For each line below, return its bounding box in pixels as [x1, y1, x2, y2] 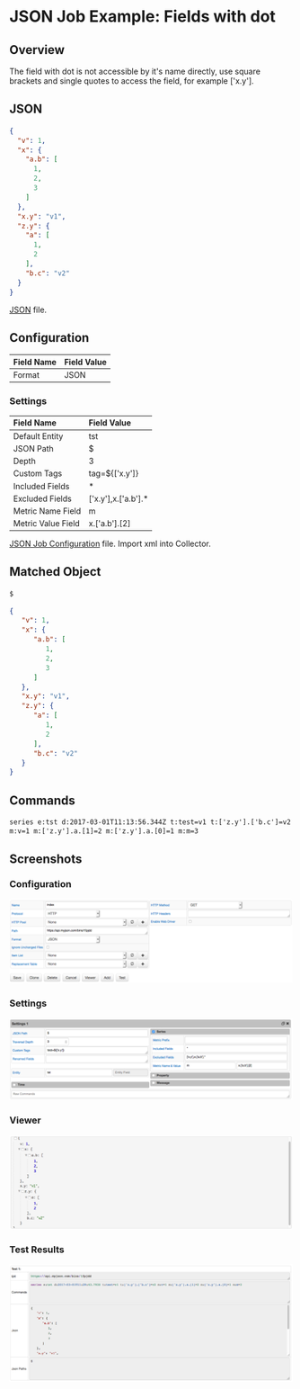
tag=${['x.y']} [88, 468, 139, 479]
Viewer [9, 1114, 42, 1126]
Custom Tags [13, 468, 63, 479]
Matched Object [9, 564, 101, 579]
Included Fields [13, 480, 70, 491]
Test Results [9, 1243, 65, 1256]
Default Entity [13, 430, 64, 442]
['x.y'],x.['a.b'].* [88, 493, 149, 504]
